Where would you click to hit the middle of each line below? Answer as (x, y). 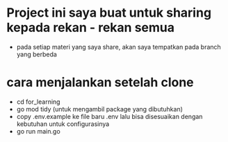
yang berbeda (36, 54)
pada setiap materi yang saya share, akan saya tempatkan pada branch (119, 47)
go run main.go (38, 131)
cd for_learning (38, 102)
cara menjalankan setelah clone (100, 82)
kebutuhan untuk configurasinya (63, 124)
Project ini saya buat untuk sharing (109, 13)
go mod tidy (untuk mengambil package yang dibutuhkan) (100, 109)
